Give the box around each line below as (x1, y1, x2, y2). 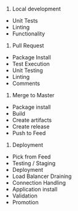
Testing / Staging (12, 160, 56, 167)
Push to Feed (12, 130, 46, 136)
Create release (12, 123, 50, 130)
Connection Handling (12, 179, 66, 186)
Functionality (12, 30, 45, 37)
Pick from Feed (12, 153, 51, 160)
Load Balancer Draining (12, 172, 72, 180)
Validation (12, 192, 38, 199)
